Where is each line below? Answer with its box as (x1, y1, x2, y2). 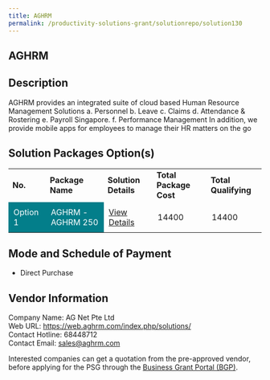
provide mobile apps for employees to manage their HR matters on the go (8, 123, 252, 133)
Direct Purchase (19, 268, 74, 278)
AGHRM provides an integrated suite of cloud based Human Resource (8, 97, 239, 107)
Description (8, 76, 68, 90)
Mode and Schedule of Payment (8, 247, 172, 260)
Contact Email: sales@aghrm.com (8, 338, 121, 348)
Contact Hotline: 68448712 (8, 330, 98, 340)
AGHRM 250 (51, 216, 99, 227)
